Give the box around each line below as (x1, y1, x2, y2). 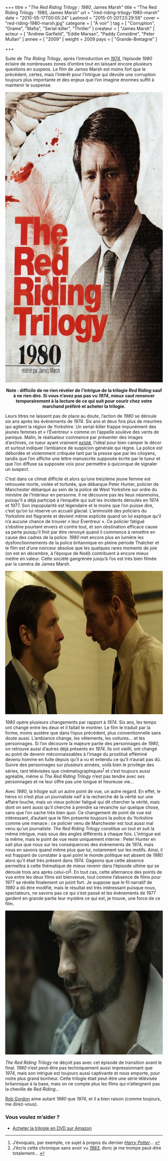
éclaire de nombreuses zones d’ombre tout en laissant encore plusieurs (5, 61, 152, 67)
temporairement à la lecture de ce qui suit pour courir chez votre (15, 398, 152, 404)
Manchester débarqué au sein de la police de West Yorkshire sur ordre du (5, 486, 157, 492)
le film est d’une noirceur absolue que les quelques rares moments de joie (5, 545, 157, 551)
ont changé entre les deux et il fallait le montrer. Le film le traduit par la (5, 725, 151, 730)
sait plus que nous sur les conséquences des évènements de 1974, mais (5, 841, 154, 847)
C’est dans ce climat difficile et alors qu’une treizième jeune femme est (5, 476, 151, 482)
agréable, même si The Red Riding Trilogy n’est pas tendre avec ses (5, 773, 145, 779)
